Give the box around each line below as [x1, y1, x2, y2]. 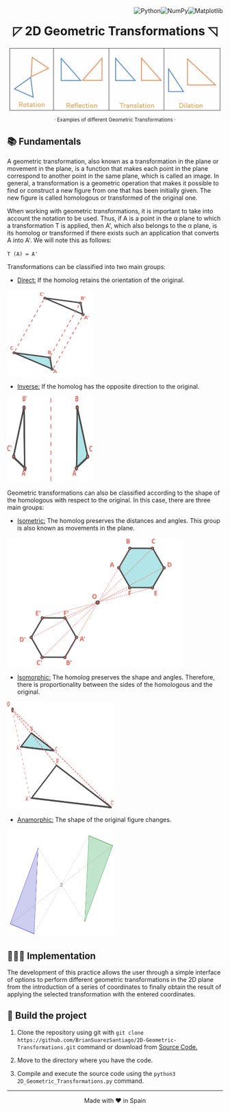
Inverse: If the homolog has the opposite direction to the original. [16, 382, 200, 390]
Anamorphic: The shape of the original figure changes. [16, 816, 172, 824]
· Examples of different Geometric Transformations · [53, 116, 177, 123]
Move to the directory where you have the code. [16, 1056, 153, 1064]
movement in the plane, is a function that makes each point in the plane [7, 165, 209, 173]
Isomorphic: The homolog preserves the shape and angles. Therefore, [16, 673, 216, 681]
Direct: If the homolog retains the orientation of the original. [16, 276, 185, 284]
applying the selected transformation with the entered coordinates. [7, 990, 196, 998]
